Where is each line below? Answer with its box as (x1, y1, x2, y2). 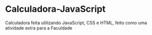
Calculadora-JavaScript (5, 3, 106, 15)
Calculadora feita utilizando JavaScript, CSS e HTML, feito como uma (5, 20, 148, 26)
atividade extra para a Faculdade (5, 25, 73, 31)
